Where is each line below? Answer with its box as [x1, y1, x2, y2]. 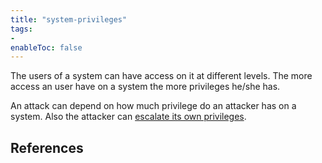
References [10, 139, 84, 156]
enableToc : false [10, 42, 83, 53]
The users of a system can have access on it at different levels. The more [10, 70, 313, 82]
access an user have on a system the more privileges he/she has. [10, 81, 281, 93]
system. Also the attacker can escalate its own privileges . [10, 111, 247, 123]
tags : [10, 24, 33, 34]
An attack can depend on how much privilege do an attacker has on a [10, 100, 297, 112]
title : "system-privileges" [10, 14, 128, 25]
